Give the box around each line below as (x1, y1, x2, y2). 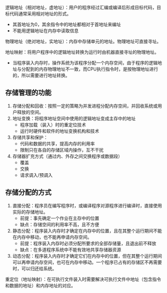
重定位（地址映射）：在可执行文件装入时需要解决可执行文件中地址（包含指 (5, 276, 157, 282)
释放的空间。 (17, 109, 44, 115)
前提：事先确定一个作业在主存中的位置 (20, 215, 99, 221)
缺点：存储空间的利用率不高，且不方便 (20, 221, 99, 228)
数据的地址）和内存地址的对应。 (9, 282, 76, 288)
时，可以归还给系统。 (12, 265, 57, 271)
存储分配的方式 (5, 188, 52, 197)
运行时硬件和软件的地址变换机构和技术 (20, 128, 99, 134)
